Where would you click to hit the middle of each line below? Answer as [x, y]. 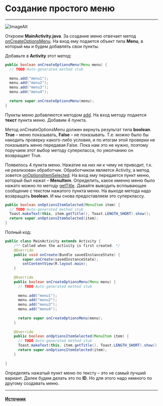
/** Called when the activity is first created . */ [67, 246]
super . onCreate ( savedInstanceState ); [60, 259]
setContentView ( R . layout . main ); [55, 264]
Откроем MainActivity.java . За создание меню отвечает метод [71, 36]
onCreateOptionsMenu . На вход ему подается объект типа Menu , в [74, 41]
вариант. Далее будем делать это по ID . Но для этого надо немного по [79, 378]
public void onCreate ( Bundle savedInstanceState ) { [67, 255]
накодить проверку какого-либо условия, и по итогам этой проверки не [80, 140]
